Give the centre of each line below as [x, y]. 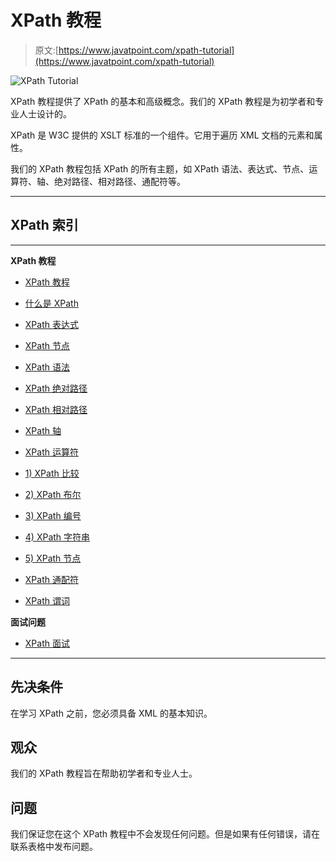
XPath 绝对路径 [56, 388]
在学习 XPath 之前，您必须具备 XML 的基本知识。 [111, 713]
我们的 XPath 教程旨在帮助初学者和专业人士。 [104, 773]
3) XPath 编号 [53, 515]
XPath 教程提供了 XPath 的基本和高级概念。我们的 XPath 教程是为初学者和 [163, 101]
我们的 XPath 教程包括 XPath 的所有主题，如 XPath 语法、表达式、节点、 [160, 168]
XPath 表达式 [51, 324]
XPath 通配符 [51, 579]
